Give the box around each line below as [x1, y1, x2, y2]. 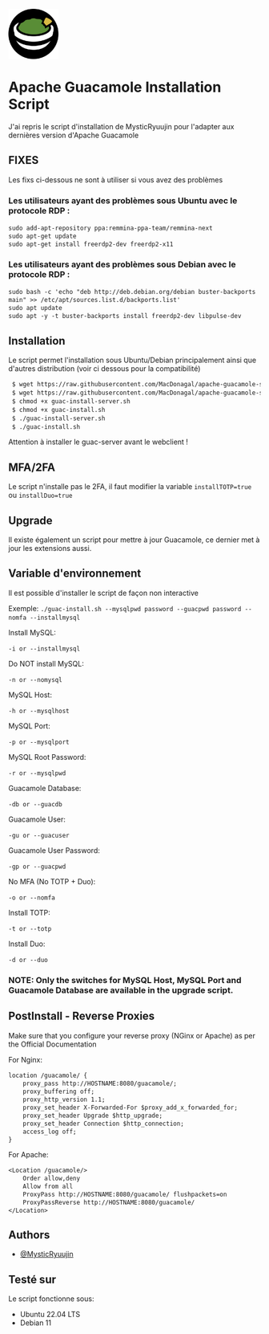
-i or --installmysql [8, 644, 81, 653]
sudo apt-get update [8, 232, 78, 241]
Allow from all [22, 1182, 74, 1190]
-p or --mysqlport [8, 738, 70, 746]
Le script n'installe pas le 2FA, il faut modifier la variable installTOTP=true [8, 482, 252, 492]
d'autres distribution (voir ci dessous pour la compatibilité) [8, 364, 201, 373]
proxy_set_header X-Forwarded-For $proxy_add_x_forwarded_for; [22, 1104, 239, 1112]
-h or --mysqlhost [8, 707, 70, 715]
